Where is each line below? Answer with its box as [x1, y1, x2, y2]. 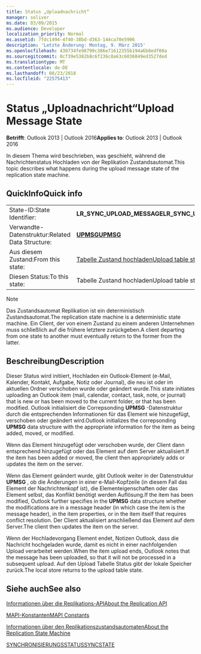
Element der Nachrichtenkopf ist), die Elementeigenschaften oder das [6, 484, 178, 492]
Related [49, 230, 71, 239]
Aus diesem [9, 247, 43, 256]
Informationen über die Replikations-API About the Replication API [6, 599, 167, 607]
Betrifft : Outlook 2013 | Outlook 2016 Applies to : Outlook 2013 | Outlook [6, 134, 182, 142]
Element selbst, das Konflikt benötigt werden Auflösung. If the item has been [6, 491, 194, 498]
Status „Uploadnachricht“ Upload [6, 101, 175, 115]
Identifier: [9, 213, 36, 221]
